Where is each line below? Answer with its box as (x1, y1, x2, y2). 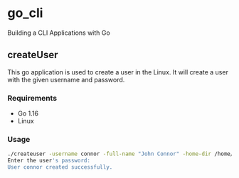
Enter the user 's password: (7, 157, 91, 165)
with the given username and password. (7, 75, 125, 84)
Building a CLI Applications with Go (7, 28, 110, 37)
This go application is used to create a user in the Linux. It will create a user (7, 67, 229, 76)
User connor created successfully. (7, 164, 113, 171)
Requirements (7, 93, 58, 103)
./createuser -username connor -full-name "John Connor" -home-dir (7, 150, 212, 157)
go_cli (7, 5, 43, 21)
